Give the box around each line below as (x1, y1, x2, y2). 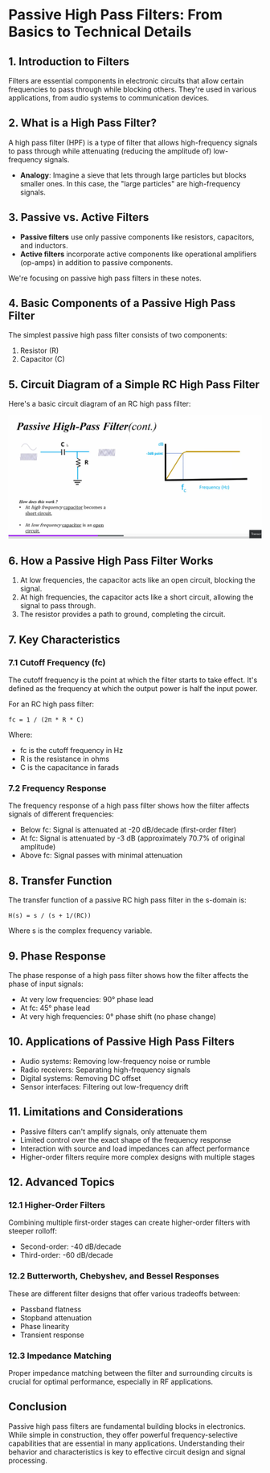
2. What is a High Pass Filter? (8, 117, 157, 130)
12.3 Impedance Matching (8, 1350, 112, 1361)
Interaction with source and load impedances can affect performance (19, 1144, 251, 1153)
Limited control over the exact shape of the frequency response (19, 1135, 231, 1144)
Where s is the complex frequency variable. (8, 926, 153, 935)
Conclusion (8, 1400, 67, 1414)
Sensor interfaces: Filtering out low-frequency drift (19, 1082, 189, 1091)
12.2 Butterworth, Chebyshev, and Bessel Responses (8, 1270, 219, 1282)
